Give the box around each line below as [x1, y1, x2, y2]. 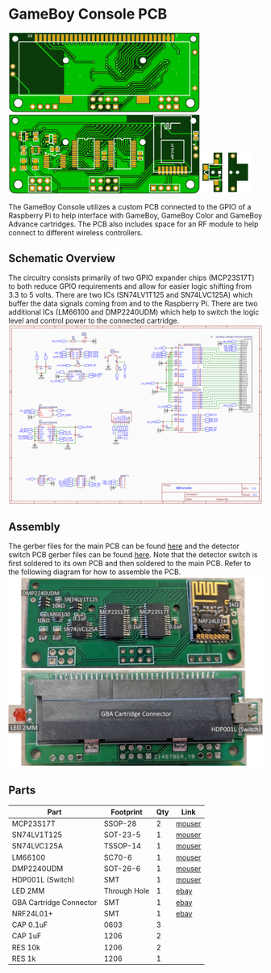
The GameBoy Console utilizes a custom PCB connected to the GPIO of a [8, 202, 252, 212]
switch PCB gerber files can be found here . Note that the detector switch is [8, 550, 258, 560]
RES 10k [11, 942, 41, 952]
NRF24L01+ [11, 908, 54, 918]
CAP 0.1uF [11, 920, 48, 930]
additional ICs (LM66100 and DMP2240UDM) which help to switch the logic [8, 307, 260, 317]
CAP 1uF [11, 931, 42, 941]
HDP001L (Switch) [11, 875, 75, 885]
